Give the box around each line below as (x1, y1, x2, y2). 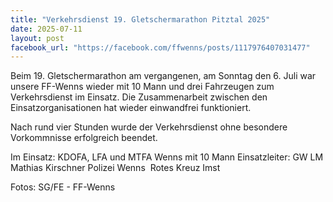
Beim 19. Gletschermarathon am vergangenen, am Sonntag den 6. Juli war (10, 70, 317, 82)
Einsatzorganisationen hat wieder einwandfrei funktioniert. (10, 102, 252, 114)
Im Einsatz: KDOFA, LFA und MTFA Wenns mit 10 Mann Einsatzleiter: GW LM (10, 151, 324, 163)
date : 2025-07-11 (10, 24, 83, 34)
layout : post (10, 33, 65, 43)
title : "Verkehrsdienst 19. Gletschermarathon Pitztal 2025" (10, 14, 271, 25)
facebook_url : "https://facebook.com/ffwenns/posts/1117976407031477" (10, 42, 311, 53)
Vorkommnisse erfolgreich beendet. (10, 132, 158, 144)
